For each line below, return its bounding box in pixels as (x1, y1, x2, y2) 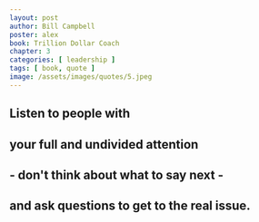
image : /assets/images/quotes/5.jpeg (9, 72, 153, 82)
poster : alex (9, 30, 59, 39)
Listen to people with (9, 106, 131, 121)
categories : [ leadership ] (9, 55, 116, 64)
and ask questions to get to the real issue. (9, 198, 252, 214)
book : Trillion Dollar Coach (9, 38, 120, 48)
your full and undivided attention (9, 137, 199, 152)
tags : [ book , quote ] (9, 64, 95, 73)
